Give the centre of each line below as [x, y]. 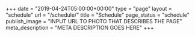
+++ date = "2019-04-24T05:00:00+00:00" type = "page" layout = [89, 9]
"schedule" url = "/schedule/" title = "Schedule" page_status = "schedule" [98, 15]
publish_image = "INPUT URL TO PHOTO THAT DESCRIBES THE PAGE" [94, 21]
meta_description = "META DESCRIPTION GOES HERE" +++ [80, 27]
